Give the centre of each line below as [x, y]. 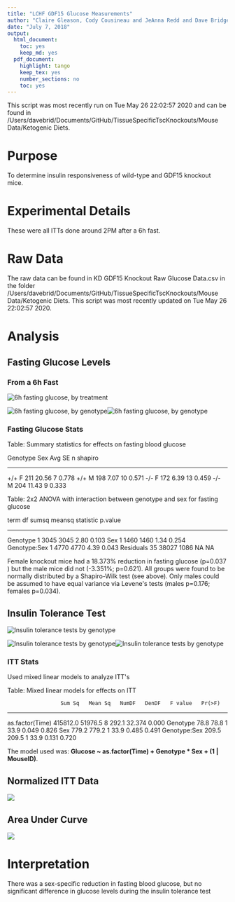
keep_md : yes [39, 53]
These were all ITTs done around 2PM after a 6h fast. [84, 231]
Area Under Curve [48, 820]
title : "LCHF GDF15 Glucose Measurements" [70, 14]
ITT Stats [23, 662]
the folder [21, 286]
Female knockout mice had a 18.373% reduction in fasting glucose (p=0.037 [117, 561]
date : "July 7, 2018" [39, 27]
